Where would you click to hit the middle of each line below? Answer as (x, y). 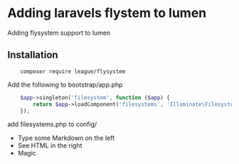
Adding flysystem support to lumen (59, 33)
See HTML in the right (50, 146)
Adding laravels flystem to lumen (107, 13)
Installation (33, 55)
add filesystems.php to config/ (52, 124)
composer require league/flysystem (73, 71)
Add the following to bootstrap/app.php (65, 84)
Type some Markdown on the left (66, 138)
